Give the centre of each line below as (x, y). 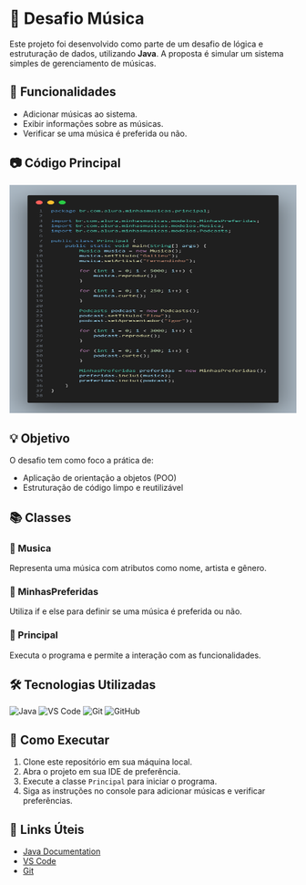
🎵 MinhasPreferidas (54, 591)
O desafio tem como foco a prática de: (82, 461)
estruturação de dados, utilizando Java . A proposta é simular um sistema (147, 53)
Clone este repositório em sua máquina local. (107, 762)
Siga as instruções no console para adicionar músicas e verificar (144, 791)
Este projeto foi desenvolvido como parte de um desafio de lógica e (137, 44)
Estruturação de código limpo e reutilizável (103, 488)
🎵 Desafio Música (77, 19)
